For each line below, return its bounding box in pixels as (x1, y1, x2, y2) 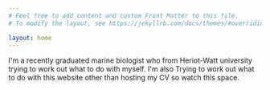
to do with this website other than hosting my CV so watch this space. (8, 73, 239, 83)
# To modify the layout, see (8, 19, 106, 27)
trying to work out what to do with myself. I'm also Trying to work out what (8, 64, 255, 74)
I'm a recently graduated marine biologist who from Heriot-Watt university (8, 55, 253, 65)
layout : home (8, 34, 52, 42)
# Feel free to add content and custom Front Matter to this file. (8, 11, 239, 20)
